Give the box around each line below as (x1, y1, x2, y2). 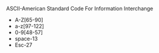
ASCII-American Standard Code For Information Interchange (6, 5, 154, 12)
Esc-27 (14, 41, 33, 48)
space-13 (14, 35, 38, 42)
